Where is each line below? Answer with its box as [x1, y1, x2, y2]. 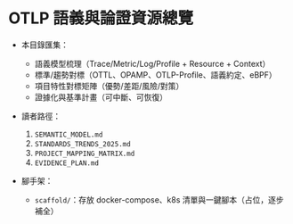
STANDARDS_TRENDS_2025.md [34, 139, 131, 148]
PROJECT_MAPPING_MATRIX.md [34, 149, 135, 158]
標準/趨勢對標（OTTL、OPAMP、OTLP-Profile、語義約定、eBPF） [34, 69, 277, 80]
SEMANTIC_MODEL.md [34, 130, 103, 139]
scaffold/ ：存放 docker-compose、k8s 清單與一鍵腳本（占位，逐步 [34, 194, 284, 205]
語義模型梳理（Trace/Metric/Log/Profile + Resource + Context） [34, 58, 271, 69]
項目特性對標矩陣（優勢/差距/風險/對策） [34, 80, 184, 91]
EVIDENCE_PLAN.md [34, 158, 100, 168]
